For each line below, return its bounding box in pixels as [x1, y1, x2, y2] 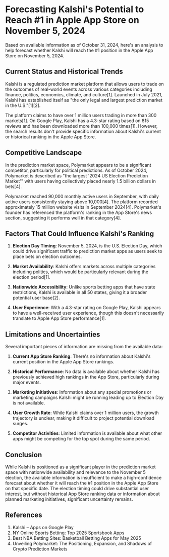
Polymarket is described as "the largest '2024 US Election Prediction [5, 172, 148, 178]
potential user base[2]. [12, 295, 60, 301]
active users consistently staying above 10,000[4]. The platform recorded [5, 199, 158, 205]
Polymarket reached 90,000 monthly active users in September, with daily [5, 193, 159, 199]
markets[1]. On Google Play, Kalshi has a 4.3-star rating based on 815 [5, 118, 149, 124]
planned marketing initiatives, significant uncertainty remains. [5, 496, 133, 502]
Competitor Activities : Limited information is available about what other [12, 430, 162, 436]
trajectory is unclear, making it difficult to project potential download [12, 415, 155, 421]
